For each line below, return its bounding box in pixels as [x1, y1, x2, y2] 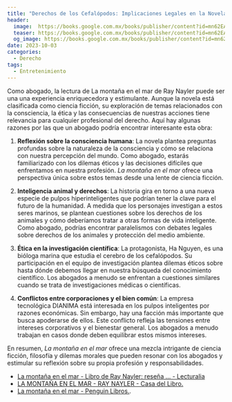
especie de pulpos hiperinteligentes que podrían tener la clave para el [17, 194, 216, 202]
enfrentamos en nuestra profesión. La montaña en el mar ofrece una [17, 166, 213, 174]
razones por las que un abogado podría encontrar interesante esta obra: [7, 123, 213, 132]
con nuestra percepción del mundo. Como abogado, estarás [17, 151, 189, 159]
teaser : [13, 29, 36, 37]
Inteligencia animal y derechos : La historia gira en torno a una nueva [17, 187, 215, 195]
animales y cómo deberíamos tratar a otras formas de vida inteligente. [17, 216, 217, 224]
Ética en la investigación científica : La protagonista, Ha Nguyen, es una [17, 244, 224, 252]
